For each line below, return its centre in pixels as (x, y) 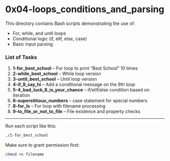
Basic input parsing (33, 44)
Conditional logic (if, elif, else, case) (50, 39)
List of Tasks (21, 57)
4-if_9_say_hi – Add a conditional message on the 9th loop (74, 84)
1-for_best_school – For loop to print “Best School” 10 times (75, 68)
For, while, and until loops (39, 33)
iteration (21, 95)
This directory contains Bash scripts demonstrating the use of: (70, 23)
